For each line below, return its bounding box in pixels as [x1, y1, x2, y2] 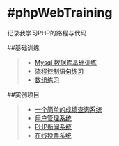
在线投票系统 [34, 131, 72, 140]
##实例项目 [7, 90, 40, 99]
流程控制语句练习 [34, 67, 84, 75]
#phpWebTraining [7, 5, 113, 21]
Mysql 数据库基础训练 [34, 58, 97, 67]
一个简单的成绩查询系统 [34, 105, 102, 113]
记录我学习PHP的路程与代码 [7, 29, 87, 37]
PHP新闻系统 [34, 122, 72, 131]
